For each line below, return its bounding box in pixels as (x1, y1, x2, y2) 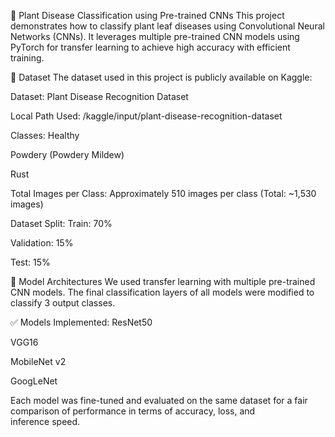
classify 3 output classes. (10, 297, 116, 309)
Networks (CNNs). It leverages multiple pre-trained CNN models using (10, 31, 300, 42)
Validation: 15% (10, 237, 74, 249)
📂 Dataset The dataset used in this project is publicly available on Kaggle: (10, 71, 313, 83)
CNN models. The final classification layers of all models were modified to (10, 286, 315, 298)
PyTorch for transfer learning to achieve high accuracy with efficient (10, 41, 291, 53)
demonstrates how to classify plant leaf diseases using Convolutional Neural (10, 20, 325, 32)
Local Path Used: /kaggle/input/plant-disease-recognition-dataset (10, 110, 283, 122)
